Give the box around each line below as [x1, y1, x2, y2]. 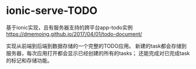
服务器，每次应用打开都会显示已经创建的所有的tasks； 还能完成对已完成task [6, 49, 190, 56]
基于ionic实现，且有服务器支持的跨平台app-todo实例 [6, 24, 133, 31]
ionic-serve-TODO [6, 4, 98, 17]
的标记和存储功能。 [6, 57, 53, 64]
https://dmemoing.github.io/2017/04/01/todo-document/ [6, 30, 143, 37]
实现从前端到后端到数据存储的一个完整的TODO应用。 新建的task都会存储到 [6, 42, 187, 49]
